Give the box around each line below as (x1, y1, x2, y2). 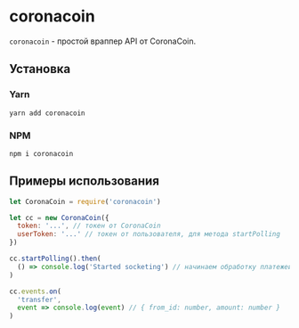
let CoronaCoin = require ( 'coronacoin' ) (9, 197, 162, 206)
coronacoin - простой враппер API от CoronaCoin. (9, 36, 197, 46)
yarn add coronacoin (9, 109, 86, 118)
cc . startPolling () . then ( (9, 254, 101, 264)
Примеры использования (9, 174, 160, 189)
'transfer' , (17, 295, 62, 304)
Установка (9, 61, 71, 77)
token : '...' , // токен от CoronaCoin (17, 221, 162, 231)
